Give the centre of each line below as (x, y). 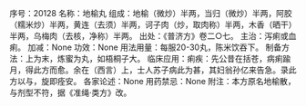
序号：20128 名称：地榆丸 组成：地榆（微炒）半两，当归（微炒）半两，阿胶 (151, 13)
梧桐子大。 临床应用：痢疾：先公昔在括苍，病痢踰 (198, 58)
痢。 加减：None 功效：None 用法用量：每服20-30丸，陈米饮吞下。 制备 (146, 47)
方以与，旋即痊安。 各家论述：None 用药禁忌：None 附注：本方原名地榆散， (153, 81)
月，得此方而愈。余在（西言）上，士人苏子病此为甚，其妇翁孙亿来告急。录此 (153, 70)
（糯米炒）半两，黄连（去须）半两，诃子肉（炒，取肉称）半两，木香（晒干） (153, 24)
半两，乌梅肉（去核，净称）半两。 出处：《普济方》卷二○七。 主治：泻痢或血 (153, 36)
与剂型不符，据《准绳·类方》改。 (71, 92)
